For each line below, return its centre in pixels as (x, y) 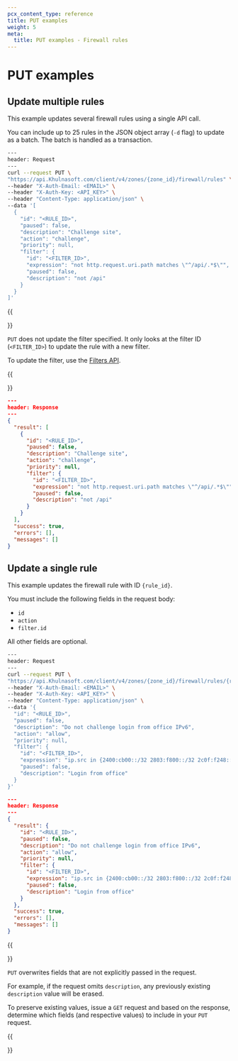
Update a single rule (52, 568)
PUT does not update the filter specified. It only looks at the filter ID (104, 339)
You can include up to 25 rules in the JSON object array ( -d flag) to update (116, 133)
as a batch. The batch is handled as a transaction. (80, 140)
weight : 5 (22, 27)
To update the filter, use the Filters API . (64, 361)
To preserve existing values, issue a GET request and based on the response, (119, 1007)
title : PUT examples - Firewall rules (71, 40)
